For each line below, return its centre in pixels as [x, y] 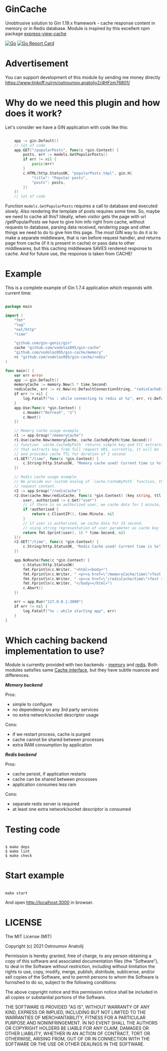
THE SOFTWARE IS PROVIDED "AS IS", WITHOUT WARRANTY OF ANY [78, 1007]
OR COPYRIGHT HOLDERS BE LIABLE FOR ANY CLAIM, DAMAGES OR [77, 1028]
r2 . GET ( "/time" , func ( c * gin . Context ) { [56, 542]
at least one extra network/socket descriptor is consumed [72, 809]
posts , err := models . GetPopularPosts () [65, 155]
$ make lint [17, 852]
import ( [14, 316]
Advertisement [37, 64]
